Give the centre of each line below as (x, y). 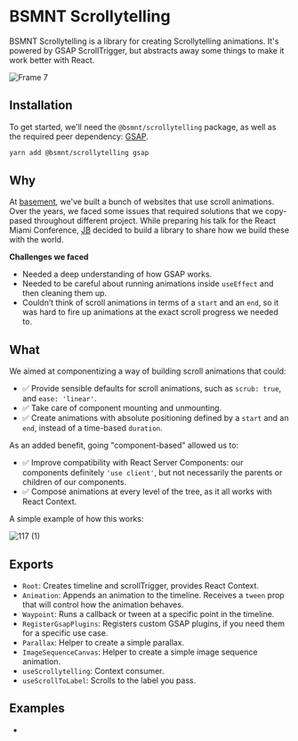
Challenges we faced (49, 257)
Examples (37, 708)
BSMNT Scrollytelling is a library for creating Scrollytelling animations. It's (144, 41)
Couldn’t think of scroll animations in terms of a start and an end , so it (150, 303)
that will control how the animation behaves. (103, 605)
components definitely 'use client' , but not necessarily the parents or (152, 473)
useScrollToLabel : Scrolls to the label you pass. (109, 680)
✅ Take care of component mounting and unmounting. (122, 408)
